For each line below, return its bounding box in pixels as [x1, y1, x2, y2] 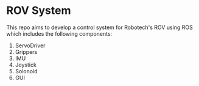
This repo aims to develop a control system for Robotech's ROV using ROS [6, 24, 193, 31]
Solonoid [15, 67, 38, 74]
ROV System [6, 4, 71, 18]
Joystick [15, 61, 37, 68]
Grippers [15, 48, 38, 55]
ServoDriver [15, 42, 46, 49]
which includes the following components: [6, 30, 113, 37]
